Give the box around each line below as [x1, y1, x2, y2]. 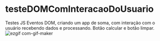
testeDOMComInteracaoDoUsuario [5, 3, 154, 15]
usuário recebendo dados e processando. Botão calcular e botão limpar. [5, 25, 154, 31]
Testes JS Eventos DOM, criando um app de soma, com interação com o [5, 20, 155, 26]
